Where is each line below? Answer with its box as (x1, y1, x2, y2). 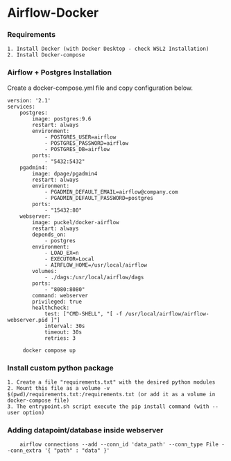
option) (22, 409, 45, 416)
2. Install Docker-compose (7, 52, 85, 58)
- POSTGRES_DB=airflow (44, 146, 110, 153)
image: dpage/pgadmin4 (32, 170, 98, 177)
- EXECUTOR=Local (44, 256, 95, 263)
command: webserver (32, 292, 89, 299)
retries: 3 (44, 334, 76, 342)
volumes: (32, 267, 58, 274)
